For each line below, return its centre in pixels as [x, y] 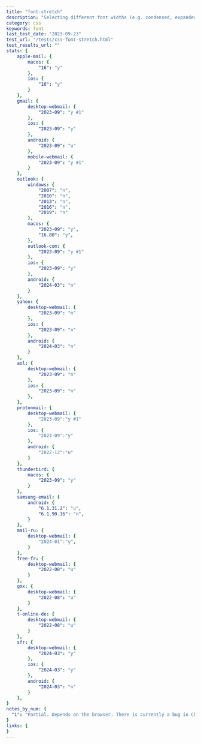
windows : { [41, 185]
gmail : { [28, 101]
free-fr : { [31, 559]
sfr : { [25, 642]
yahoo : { [28, 302]
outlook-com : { [47, 246]
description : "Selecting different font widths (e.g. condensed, [89, 17]
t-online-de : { [36, 614]
